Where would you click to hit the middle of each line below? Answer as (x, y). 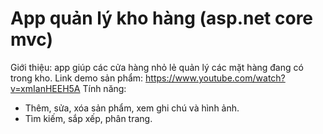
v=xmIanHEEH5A (45, 88)
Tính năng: (104, 88)
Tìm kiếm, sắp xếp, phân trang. (88, 118)
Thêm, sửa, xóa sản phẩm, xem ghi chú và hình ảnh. (132, 108)
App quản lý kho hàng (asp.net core (162, 18)
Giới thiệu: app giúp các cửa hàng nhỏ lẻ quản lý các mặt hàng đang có (157, 67)
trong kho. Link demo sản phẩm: (77, 78)
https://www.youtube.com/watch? (215, 78)
